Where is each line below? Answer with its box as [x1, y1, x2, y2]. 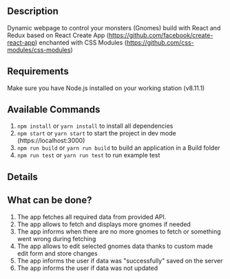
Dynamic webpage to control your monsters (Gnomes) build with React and [7, 23, 221, 32]
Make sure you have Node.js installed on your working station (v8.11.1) [7, 84, 205, 92]
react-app [7, 38, 36, 47]
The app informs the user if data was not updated [17, 264, 158, 272]
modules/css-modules [7, 45, 71, 54]
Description [7, 5, 59, 17]
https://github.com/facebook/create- [108, 31, 213, 39]
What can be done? [7, 194, 92, 206]
